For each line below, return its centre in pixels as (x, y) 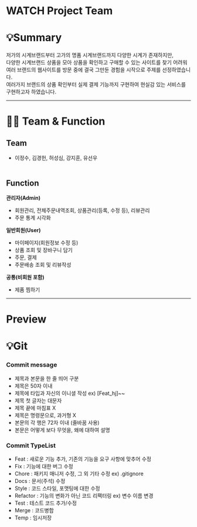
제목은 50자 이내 (33, 385)
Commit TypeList (31, 445)
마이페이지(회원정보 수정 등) (46, 243)
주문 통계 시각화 (33, 217)
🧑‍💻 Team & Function (56, 121)
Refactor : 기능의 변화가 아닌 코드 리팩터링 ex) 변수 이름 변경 (84, 495)
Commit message (32, 365)
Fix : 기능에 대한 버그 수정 (44, 466)
